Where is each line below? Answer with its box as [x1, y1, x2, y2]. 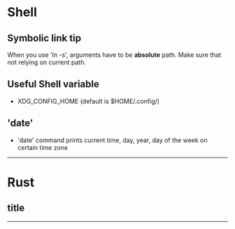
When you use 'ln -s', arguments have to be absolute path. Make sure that [7, 50, 222, 59]
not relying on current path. [7, 58, 86, 67]
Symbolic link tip [7, 32, 82, 44]
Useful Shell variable [7, 78, 99, 90]
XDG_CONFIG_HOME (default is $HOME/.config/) [17, 97, 159, 105]
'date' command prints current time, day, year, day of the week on [17, 136, 208, 144]
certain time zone [17, 143, 69, 151]
